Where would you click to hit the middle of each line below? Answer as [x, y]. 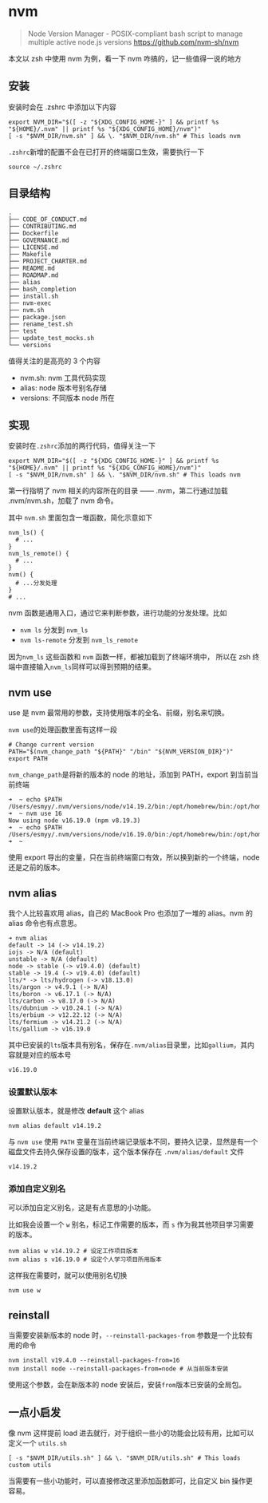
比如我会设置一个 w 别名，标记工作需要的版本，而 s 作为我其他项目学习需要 [131, 1224]
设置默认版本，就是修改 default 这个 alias [77, 1111]
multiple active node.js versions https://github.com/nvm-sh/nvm [133, 42]
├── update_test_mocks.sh [51, 338]
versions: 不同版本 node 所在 [67, 398]
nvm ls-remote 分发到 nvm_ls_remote [79, 640]
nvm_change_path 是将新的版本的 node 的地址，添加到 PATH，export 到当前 [130, 775]
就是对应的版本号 [43, 1055]
